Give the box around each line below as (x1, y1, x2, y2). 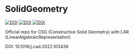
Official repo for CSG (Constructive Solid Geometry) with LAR (5, 29, 129, 35)
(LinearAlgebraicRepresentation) (5, 34, 71, 40)
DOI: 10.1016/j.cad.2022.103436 (5, 43, 69, 49)
